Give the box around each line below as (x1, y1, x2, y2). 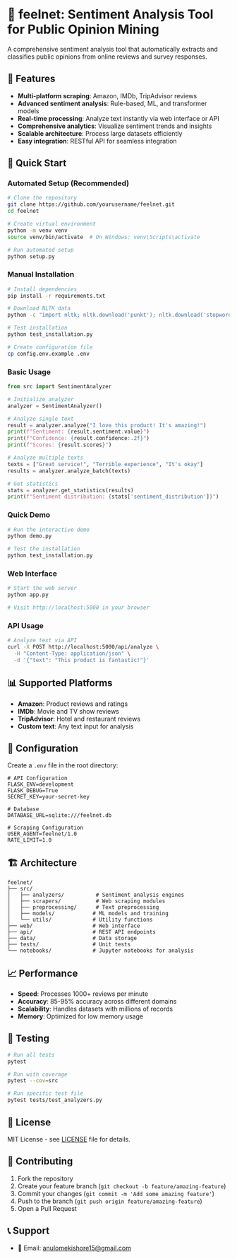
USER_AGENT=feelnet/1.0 (7, 830, 78, 837)
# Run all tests (7, 1051, 55, 1058)
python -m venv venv (7, 226, 68, 234)
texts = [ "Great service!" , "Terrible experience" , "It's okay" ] (7, 460, 203, 468)
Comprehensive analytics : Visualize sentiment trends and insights (17, 122, 212, 130)
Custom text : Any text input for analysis (17, 721, 134, 731)
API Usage (7, 620, 44, 630)
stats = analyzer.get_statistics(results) (7, 487, 134, 494)
